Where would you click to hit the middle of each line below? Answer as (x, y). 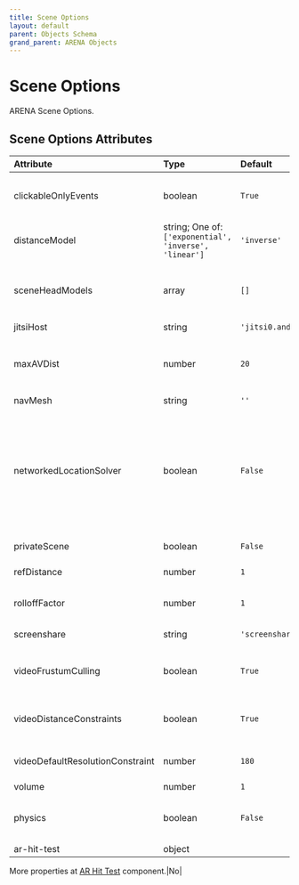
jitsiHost (31, 327)
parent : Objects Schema (53, 34)
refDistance (38, 572)
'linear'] (184, 255)
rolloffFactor (39, 603)
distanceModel (45, 240)
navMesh (33, 400)
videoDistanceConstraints (68, 719)
